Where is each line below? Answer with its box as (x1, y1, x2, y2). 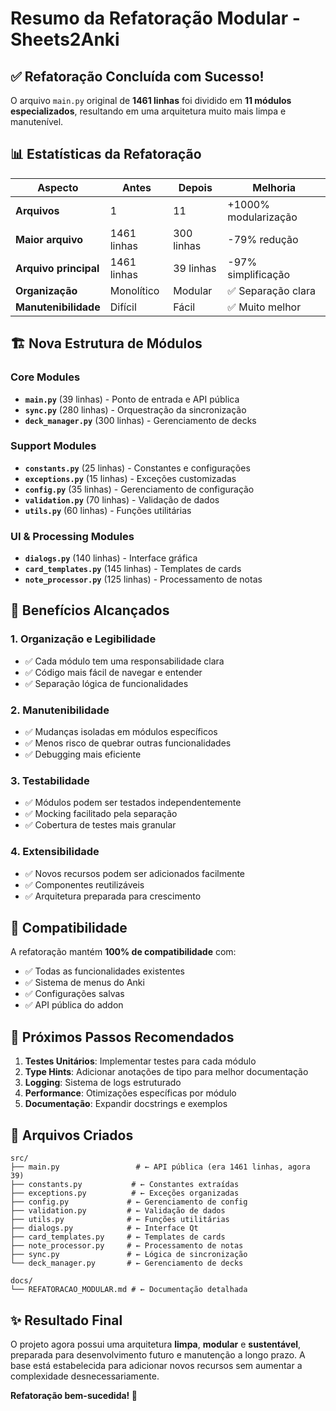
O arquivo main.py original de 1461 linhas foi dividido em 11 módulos (10, 95, 292, 106)
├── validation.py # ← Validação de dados (10, 1206, 226, 1216)
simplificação (227, 267, 291, 281)
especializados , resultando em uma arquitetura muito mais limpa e (10, 105, 287, 117)
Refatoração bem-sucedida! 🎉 (10, 1389, 138, 1401)
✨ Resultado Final (10, 1312, 123, 1329)
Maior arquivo (15, 232, 84, 246)
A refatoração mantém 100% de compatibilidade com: (10, 946, 237, 958)
